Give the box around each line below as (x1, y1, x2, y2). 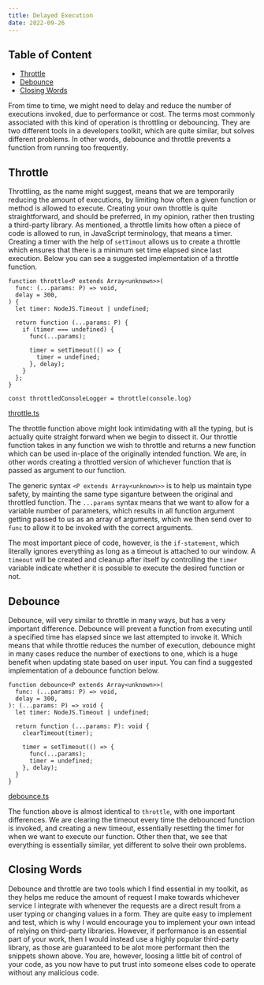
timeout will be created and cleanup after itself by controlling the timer (8, 555, 238, 565)
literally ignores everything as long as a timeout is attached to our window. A (8, 547, 256, 556)
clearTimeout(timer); (22, 729, 93, 737)
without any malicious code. (8, 968, 100, 977)
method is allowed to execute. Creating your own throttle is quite (8, 203, 218, 213)
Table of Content (8, 48, 92, 62)
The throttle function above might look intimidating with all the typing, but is (8, 423, 254, 434)
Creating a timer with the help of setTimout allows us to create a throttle (8, 237, 240, 247)
